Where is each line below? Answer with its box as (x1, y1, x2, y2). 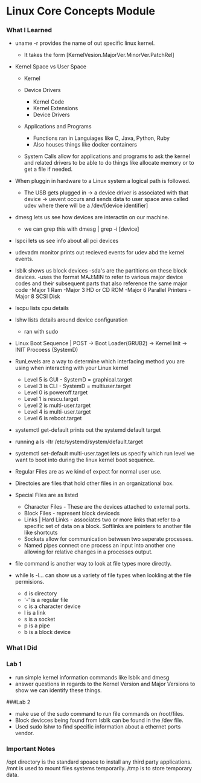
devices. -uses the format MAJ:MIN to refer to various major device (14, 274, 183, 281)
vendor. (14, 729, 34, 736)
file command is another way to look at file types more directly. (14, 560, 172, 567)
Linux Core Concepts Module (6, 4, 156, 18)
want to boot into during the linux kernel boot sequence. (14, 456, 155, 464)
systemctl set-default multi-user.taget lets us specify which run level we (14, 450, 195, 457)
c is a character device (24, 603, 81, 610)
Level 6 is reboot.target (24, 415, 82, 422)
